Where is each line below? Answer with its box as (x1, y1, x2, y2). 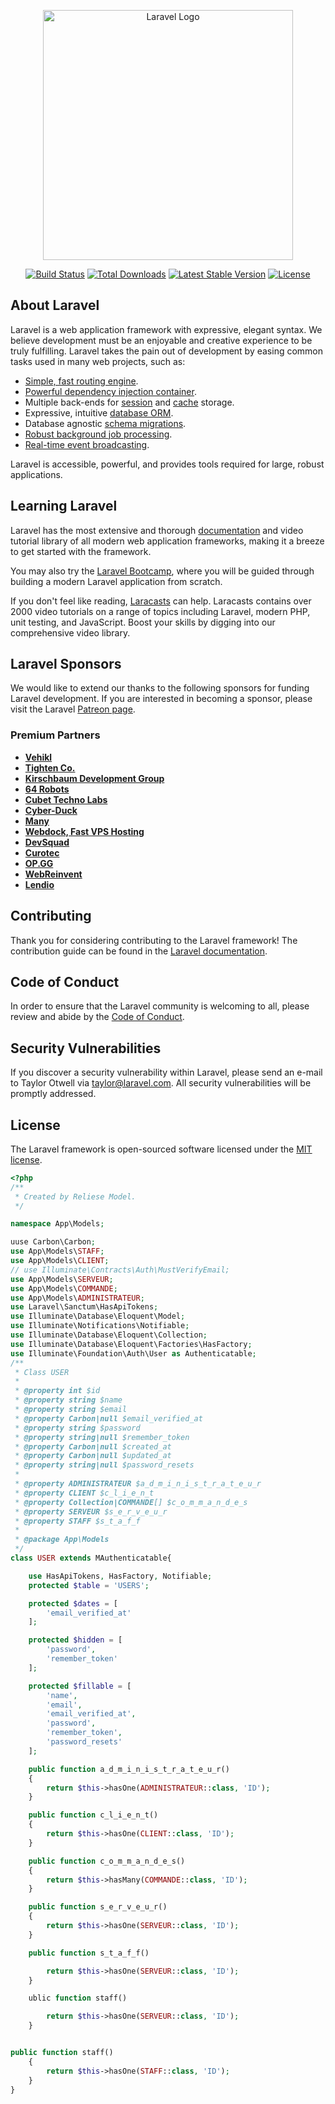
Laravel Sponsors (10, 656, 122, 673)
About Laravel (10, 297, 100, 314)
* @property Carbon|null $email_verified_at (14, 1413, 203, 1424)
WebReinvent (24, 868, 83, 880)
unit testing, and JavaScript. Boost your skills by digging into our (10, 616, 276, 628)
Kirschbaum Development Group (24, 772, 165, 784)
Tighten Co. (24, 761, 76, 774)
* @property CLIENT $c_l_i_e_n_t (14, 1488, 155, 1498)
